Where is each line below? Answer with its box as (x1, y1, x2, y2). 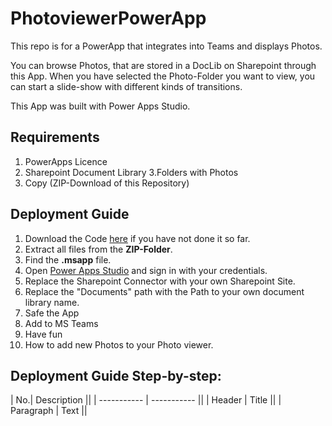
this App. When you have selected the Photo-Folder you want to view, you (10, 70, 316, 82)
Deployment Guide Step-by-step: (10, 367, 222, 384)
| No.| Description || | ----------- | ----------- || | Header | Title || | (10, 394, 282, 406)
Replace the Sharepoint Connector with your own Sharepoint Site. (24, 275, 296, 287)
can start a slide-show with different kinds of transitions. (10, 80, 243, 92)
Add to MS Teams (24, 317, 99, 329)
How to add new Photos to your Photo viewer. (24, 338, 214, 351)
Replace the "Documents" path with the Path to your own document (24, 285, 305, 297)
